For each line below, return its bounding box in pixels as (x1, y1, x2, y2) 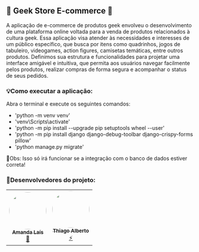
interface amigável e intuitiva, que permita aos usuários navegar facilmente (6, 59, 190, 66)
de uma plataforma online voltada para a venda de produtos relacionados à (6, 28, 190, 35)
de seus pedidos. (6, 72, 49, 79)
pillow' (14, 137, 31, 144)
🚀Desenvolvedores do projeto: (6, 176, 96, 184)
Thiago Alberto (52, 228, 89, 234)
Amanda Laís (11, 229, 44, 235)
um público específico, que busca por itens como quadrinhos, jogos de (6, 40, 181, 47)
